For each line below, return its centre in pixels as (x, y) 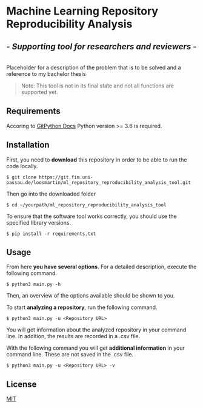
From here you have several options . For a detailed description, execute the (101, 267)
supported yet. (39, 92)
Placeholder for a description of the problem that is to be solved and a (94, 67)
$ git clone (21, 177)
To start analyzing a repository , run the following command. (82, 307)
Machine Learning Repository (82, 11)
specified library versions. (39, 222)
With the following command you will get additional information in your (95, 348)
